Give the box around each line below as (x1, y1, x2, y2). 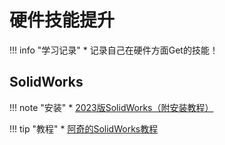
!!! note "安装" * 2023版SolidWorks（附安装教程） (9, 101, 214, 113)
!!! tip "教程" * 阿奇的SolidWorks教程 (9, 122, 159, 135)
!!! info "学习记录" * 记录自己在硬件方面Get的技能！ (9, 44, 219, 56)
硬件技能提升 (9, 9, 116, 32)
